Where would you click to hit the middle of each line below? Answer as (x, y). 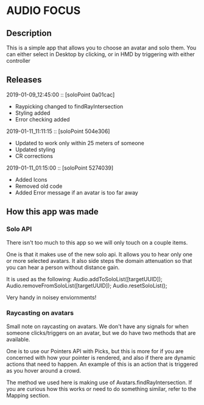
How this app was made (52, 212)
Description (29, 33)
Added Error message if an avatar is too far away (76, 192)
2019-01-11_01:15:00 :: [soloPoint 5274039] (60, 168)
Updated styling (35, 149)
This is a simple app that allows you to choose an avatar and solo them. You (101, 48)
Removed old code (39, 186)
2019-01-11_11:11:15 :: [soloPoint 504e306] (58, 131)
